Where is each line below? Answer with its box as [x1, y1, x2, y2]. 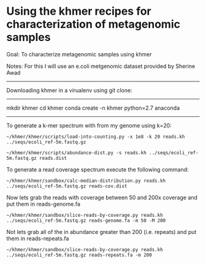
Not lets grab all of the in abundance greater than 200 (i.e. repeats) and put [6, 228, 197, 235]
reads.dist [39, 155, 67, 161]
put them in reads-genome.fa [6, 200, 81, 208]
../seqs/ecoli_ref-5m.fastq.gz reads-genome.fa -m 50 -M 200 [6, 217, 166, 224]
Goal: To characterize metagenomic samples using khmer [6, 50, 152, 58]
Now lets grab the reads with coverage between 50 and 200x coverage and [6, 194, 198, 201]
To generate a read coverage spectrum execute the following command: [6, 165, 189, 173]
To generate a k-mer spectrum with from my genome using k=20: [6, 121, 172, 129]
